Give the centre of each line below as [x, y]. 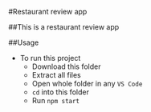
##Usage [24, 42]
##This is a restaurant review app [64, 27]
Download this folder [66, 66]
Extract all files [57, 75]
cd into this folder [61, 92]
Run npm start [56, 100]
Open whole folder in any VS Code [87, 84]
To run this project [50, 58]
